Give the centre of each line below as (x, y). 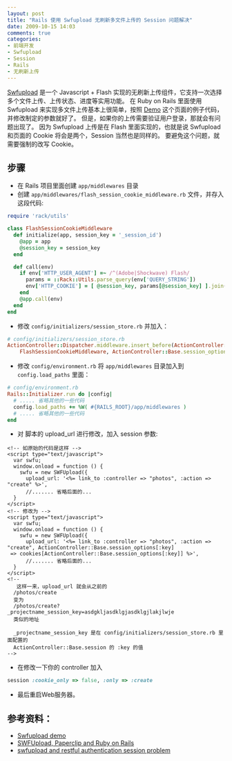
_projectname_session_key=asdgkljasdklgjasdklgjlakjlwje (91, 612)
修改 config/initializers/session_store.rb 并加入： (93, 326)
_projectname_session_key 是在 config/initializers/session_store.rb (114, 633)
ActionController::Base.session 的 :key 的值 (78, 648)
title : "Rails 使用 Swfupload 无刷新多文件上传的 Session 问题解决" (100, 20)
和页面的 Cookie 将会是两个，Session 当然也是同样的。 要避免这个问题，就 (113, 135)
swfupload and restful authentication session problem (94, 751)
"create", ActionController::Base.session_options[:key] (91, 548)
